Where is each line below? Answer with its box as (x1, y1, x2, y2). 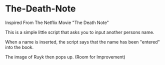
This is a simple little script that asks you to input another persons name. (5, 29, 154, 35)
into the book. (5, 44, 34, 50)
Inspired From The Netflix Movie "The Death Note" (5, 19, 109, 25)
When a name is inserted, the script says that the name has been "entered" (5, 38, 160, 45)
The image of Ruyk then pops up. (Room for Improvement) (5, 53, 126, 60)
